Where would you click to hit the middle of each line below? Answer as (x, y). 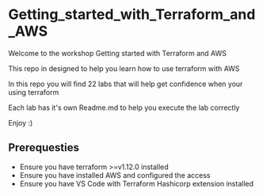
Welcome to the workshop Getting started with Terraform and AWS (118, 53)
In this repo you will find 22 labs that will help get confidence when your (126, 84)
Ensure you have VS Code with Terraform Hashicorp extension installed (137, 183)
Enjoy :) (21, 122)
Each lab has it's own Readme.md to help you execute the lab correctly (124, 107)
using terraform (34, 92)
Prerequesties (44, 148)
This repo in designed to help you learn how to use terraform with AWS (124, 68)
